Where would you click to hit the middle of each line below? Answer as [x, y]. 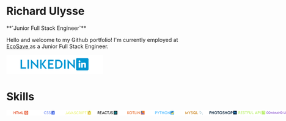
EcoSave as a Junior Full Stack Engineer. [57, 46]
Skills [20, 96]
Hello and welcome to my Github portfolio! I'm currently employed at [92, 40]
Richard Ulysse [46, 11]
